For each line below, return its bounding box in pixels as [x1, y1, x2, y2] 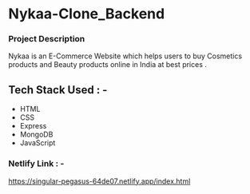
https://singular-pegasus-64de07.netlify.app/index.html [8, 176, 191, 186]
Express [19, 121, 47, 131]
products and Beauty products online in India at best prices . [8, 60, 208, 69]
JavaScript [19, 138, 56, 148]
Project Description [8, 34, 85, 45]
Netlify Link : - [8, 158, 65, 169]
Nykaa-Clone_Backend [8, 5, 165, 23]
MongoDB [19, 129, 54, 140]
